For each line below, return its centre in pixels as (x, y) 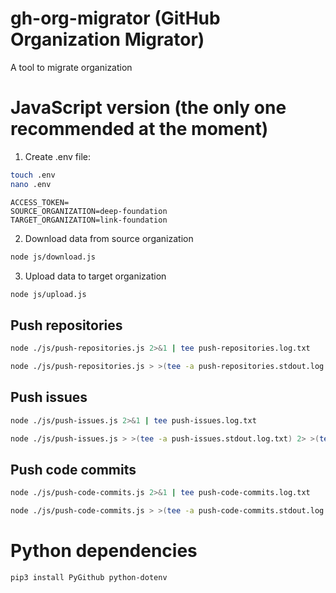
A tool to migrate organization (71, 67)
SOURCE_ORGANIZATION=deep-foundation (89, 211)
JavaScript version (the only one (148, 108)
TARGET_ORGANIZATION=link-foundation (89, 220)
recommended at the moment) (139, 129)
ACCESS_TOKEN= (40, 202)
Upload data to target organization (95, 276)
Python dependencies (104, 551)
